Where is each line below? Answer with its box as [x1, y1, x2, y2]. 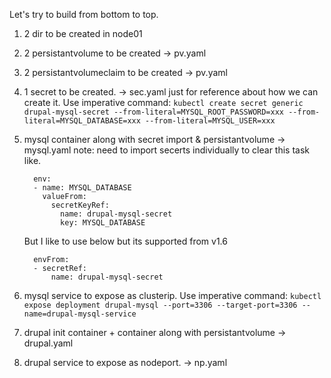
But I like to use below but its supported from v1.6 [23, 235, 228, 247]
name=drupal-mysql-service [23, 309, 137, 319]
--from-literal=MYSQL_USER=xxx [145, 116, 276, 126]
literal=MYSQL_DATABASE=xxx [23, 116, 141, 126]
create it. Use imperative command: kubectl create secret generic [23, 97, 304, 108]
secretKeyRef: [50, 200, 110, 210]
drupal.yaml [23, 337, 74, 349]
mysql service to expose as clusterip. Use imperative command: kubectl [23, 290, 322, 301]
